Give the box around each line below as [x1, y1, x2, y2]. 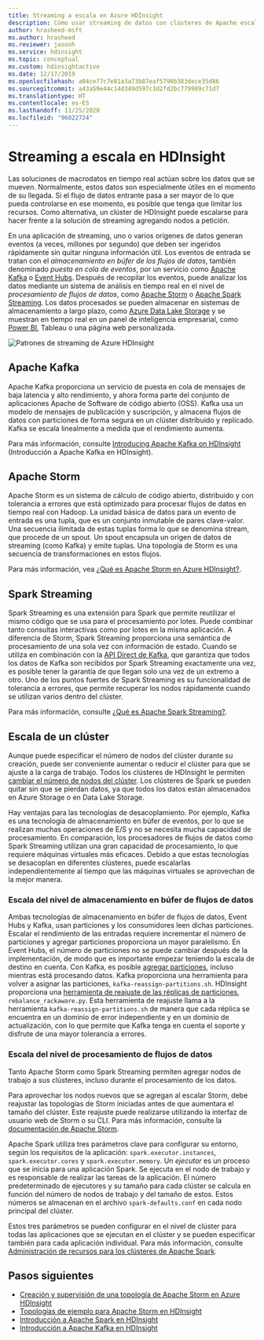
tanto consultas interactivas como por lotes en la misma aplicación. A [8, 625, 233, 634]
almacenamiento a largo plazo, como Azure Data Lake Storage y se [8, 306, 225, 316]
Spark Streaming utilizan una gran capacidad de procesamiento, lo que [8, 841, 238, 851]
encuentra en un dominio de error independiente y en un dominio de [8, 1013, 229, 1022]
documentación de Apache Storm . [8, 1124, 119, 1133]
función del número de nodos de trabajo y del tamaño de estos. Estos [8, 1189, 234, 1198]
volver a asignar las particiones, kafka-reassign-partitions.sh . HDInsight [8, 979, 247, 988]
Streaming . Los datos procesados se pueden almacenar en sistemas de [8, 297, 240, 307]
